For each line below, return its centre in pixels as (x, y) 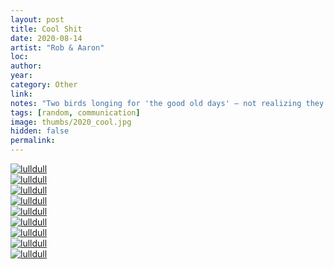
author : (26, 66)
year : (21, 76)
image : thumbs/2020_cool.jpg (71, 122)
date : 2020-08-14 (46, 38)
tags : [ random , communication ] (75, 112)
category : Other (44, 85)
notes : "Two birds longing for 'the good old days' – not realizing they (167, 103)
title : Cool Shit (46, 29)
